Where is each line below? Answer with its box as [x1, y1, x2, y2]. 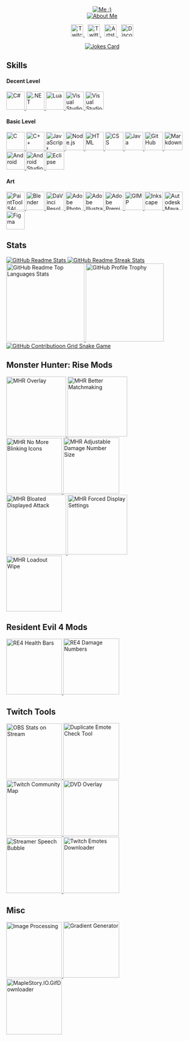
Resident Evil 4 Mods [6, 622, 88, 632]
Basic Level [6, 118, 36, 125]
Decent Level [6, 77, 41, 85]
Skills [6, 60, 27, 71]
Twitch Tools [6, 706, 56, 717]
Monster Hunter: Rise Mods [6, 360, 113, 370]
